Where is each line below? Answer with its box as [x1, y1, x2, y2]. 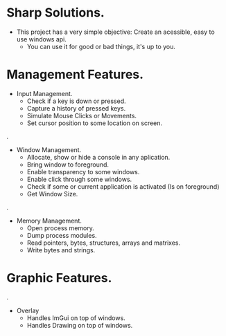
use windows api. [16, 35, 67, 43]
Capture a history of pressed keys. [26, 104, 126, 112]
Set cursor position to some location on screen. [26, 119, 163, 127]
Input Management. [16, 89, 73, 97]
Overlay [16, 306, 40, 315]
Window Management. [16, 145, 82, 153]
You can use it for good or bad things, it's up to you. [26, 42, 176, 50]
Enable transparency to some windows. [26, 167, 140, 176]
